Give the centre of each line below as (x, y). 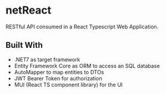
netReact (29, 10)
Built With (24, 45)
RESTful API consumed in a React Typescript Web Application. (82, 27)
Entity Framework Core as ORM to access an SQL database (87, 66)
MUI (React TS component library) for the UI (68, 85)
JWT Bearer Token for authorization (58, 78)
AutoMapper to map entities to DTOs (59, 72)
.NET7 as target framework (47, 59)
